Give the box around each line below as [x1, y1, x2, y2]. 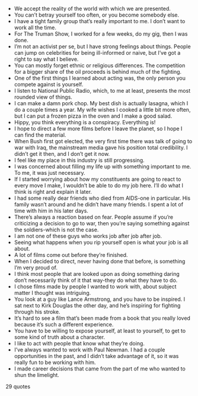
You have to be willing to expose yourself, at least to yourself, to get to [14, 327, 186, 334]
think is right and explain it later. [14, 188, 92, 195]
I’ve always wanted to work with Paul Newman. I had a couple [14, 346, 165, 353]
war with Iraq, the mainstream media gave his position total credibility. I [14, 144, 188, 151]
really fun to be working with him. [14, 359, 96, 366]
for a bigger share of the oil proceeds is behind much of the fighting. [14, 68, 182, 75]
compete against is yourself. [14, 81, 84, 88]
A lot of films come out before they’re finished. [14, 252, 128, 258]
